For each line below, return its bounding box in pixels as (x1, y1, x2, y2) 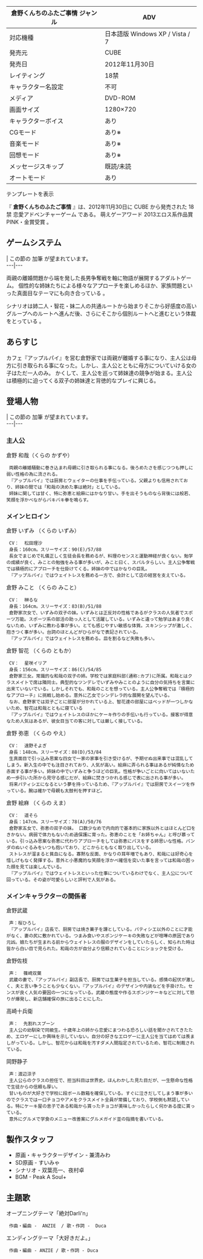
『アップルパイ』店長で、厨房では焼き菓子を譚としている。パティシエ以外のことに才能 (8, 926, 193, 932)
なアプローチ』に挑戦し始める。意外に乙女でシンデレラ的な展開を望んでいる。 (6, 693, 173, 699)
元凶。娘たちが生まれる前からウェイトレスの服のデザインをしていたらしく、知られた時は (6, 939, 195, 946)
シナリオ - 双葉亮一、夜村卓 (14, 1166, 85, 1174)
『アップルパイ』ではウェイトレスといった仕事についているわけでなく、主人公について (8, 871, 193, 877)
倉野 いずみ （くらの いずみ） (6, 527, 80, 534)
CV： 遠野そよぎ (8, 743, 47, 749)
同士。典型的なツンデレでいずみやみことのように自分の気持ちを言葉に (46, 680, 195, 686)
